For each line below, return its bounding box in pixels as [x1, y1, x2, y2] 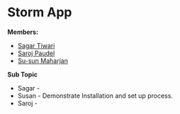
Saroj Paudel [17, 49, 55, 57]
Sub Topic [7, 70, 38, 79]
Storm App [7, 4, 72, 21]
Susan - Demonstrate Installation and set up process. [17, 91, 174, 100]
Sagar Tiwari [17, 41, 55, 50]
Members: [7, 28, 39, 36]
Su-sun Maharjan [17, 56, 69, 64]
